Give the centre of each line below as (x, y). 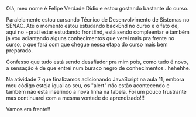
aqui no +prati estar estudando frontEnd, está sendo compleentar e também (98, 32)
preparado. (20, 51)
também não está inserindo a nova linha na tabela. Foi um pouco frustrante (97, 92)
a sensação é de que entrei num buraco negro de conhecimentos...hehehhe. (98, 68)
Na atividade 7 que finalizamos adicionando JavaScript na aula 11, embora (95, 79)
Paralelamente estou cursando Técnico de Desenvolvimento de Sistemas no (98, 19)
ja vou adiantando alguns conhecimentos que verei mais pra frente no (90, 38)
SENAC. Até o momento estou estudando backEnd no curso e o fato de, (93, 26)
